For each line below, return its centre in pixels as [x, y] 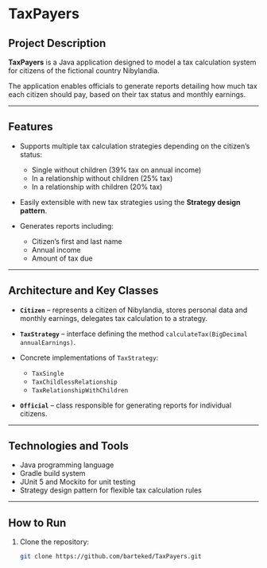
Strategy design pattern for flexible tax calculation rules [111, 490]
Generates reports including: [66, 226]
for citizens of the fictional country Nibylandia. [84, 71]
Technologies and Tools [69, 446]
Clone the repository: [54, 542]
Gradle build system [52, 473]
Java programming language [67, 465]
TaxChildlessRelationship [74, 382]
